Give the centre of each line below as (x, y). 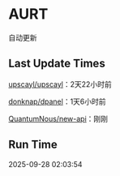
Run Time (33, 145)
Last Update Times (57, 64)
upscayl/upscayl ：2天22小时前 (60, 84)
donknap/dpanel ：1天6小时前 (58, 101)
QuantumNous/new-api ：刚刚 (58, 118)
